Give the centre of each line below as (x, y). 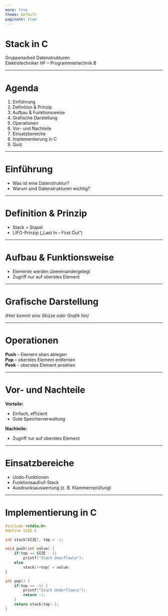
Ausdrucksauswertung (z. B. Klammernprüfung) (62, 488)
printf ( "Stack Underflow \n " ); (54, 590)
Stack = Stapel (27, 227)
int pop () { (17, 581)
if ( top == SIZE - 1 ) (35, 553)
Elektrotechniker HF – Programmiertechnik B (51, 63)
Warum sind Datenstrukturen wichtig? (51, 189)
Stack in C (27, 44)
